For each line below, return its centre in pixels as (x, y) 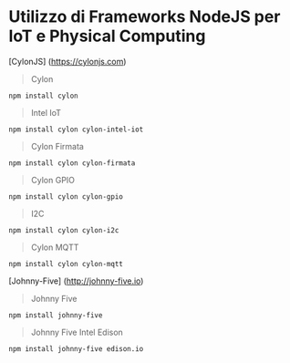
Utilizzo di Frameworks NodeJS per (145, 17)
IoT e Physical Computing (107, 36)
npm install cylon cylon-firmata (72, 163)
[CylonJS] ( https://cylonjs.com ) (67, 61)
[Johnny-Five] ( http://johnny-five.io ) (76, 281)
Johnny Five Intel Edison (77, 332)
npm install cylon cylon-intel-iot (76, 130)
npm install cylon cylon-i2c (64, 230)
